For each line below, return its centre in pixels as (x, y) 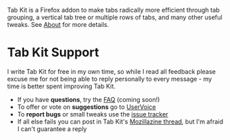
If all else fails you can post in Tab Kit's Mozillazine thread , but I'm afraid (120, 121)
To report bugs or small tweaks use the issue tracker (93, 114)
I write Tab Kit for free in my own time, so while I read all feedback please (112, 71)
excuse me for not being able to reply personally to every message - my (109, 79)
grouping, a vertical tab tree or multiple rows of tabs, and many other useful (115, 17)
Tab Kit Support (53, 53)
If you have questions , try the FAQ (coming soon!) (88, 99)
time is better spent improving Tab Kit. (61, 86)
